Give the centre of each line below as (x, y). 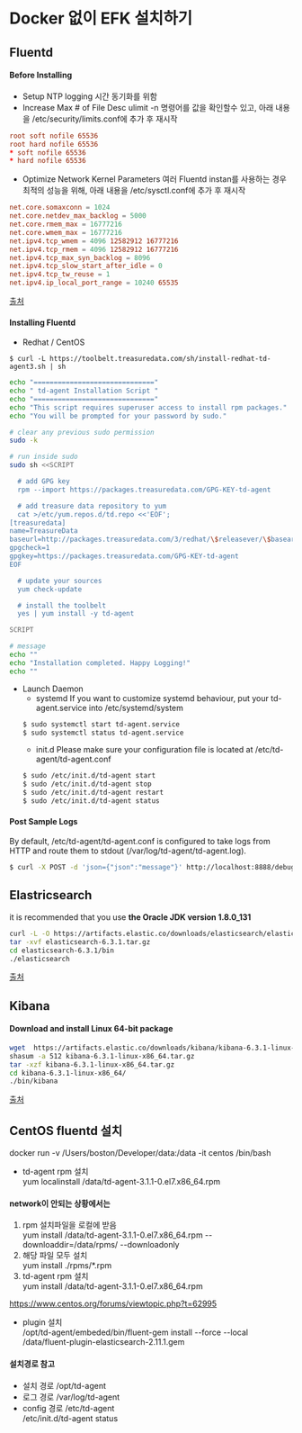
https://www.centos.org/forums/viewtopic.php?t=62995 (113, 1304)
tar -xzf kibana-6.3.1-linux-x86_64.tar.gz (92, 1064)
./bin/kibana (34, 1081)
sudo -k (24, 441)
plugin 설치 (42, 1322)
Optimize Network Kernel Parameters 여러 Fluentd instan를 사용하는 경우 (155, 179)
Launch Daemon (53, 689)
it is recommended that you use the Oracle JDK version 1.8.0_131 (130, 917)
